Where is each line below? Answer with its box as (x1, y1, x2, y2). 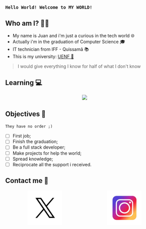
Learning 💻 (5, 78, 43, 87)
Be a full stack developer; (12, 144, 65, 150)
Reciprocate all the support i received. (12, 161, 92, 167)
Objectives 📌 (5, 110, 46, 118)
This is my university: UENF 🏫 (12, 53, 74, 59)
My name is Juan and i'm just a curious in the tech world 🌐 (12, 32, 135, 38)
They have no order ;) (5, 124, 53, 129)
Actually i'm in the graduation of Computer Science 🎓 (12, 38, 125, 44)
